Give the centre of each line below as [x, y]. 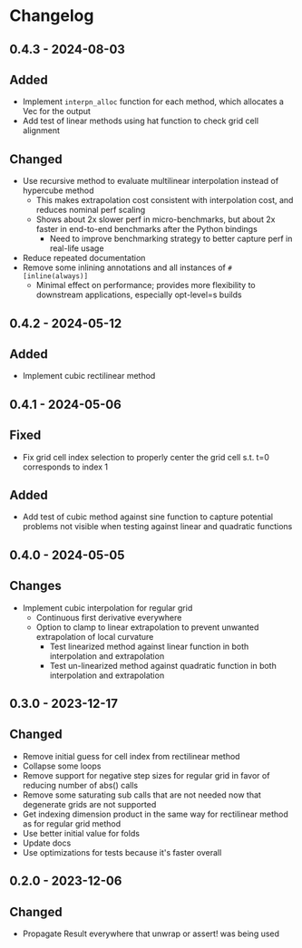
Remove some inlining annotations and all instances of [124, 267]
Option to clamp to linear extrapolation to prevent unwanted [147, 627]
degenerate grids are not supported [89, 804]
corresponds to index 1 [65, 467]
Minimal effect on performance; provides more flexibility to [146, 285]
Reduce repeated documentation [84, 258]
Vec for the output [56, 111]
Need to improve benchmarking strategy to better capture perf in [171, 239]
